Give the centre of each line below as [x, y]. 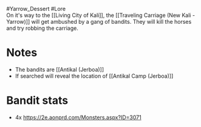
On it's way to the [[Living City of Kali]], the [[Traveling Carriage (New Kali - [101, 15]
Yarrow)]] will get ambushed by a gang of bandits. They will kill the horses [99, 22]
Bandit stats [37, 101]
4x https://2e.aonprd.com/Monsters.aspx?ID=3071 [78, 117]
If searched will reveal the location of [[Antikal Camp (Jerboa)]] [94, 76]
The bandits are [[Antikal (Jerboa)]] [60, 69]
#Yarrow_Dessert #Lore [36, 9]
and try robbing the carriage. [43, 28]
